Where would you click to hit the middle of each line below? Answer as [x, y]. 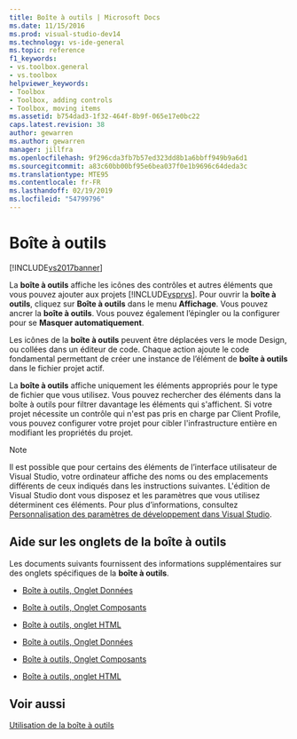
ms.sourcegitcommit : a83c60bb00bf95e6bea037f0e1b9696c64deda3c [129, 166]
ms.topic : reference [47, 51]
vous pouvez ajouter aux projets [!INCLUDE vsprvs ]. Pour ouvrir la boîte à [143, 294]
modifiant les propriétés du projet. [71, 433]
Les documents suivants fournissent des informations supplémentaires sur [145, 563]
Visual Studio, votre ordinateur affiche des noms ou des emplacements [139, 476]
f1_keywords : [33, 59]
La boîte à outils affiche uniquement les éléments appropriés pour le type [144, 385]
